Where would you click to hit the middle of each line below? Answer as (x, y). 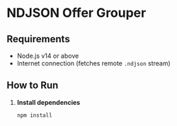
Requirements (38, 39)
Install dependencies (48, 102)
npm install (34, 115)
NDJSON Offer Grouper (76, 13)
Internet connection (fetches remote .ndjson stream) (93, 63)
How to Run (33, 86)
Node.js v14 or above (48, 56)
